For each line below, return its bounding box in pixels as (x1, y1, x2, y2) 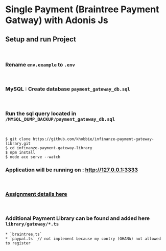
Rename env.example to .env (5, 61, 75, 68)
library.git (5, 141, 31, 146)
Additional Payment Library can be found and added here (5, 215, 150, 222)
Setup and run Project (5, 35, 77, 43)
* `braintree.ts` (5, 232, 42, 237)
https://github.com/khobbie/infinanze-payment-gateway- (32, 136, 154, 142)
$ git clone (5, 136, 31, 142)
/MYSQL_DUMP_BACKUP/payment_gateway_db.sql (5, 116, 115, 122)
